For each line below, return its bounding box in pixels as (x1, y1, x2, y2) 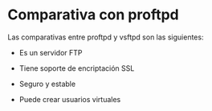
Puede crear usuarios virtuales (18, 94, 121, 104)
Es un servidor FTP (18, 47, 83, 57)
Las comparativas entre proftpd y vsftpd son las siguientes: (7, 32, 204, 42)
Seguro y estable (18, 79, 76, 88)
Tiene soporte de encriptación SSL (18, 63, 135, 73)
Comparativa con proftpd (7, 6, 179, 24)
